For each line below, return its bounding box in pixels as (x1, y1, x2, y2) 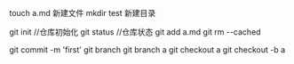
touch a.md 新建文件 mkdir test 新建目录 (9, 8, 156, 18)
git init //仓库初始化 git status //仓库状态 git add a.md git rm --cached (9, 27, 261, 37)
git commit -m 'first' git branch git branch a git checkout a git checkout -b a (9, 44, 286, 55)
